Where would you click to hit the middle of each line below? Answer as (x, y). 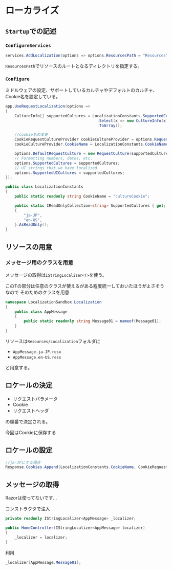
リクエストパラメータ (35, 399)
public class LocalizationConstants (44, 187)
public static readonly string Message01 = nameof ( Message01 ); (92, 321)
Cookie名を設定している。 (33, 97)
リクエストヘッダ (31, 411)
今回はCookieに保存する (31, 432)
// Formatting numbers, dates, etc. (54, 158)
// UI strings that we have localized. (57, 168)
